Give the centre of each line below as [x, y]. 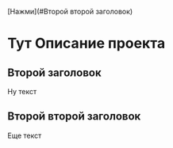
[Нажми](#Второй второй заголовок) [70, 11]
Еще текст [25, 135]
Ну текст [22, 91]
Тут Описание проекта [86, 44]
